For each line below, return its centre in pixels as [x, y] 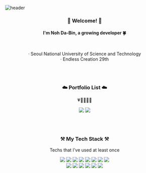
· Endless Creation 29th [85, 59]
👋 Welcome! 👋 [85, 21]
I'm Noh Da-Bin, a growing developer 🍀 [85, 33]
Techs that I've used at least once [85, 150]
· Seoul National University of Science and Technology [85, 54]
